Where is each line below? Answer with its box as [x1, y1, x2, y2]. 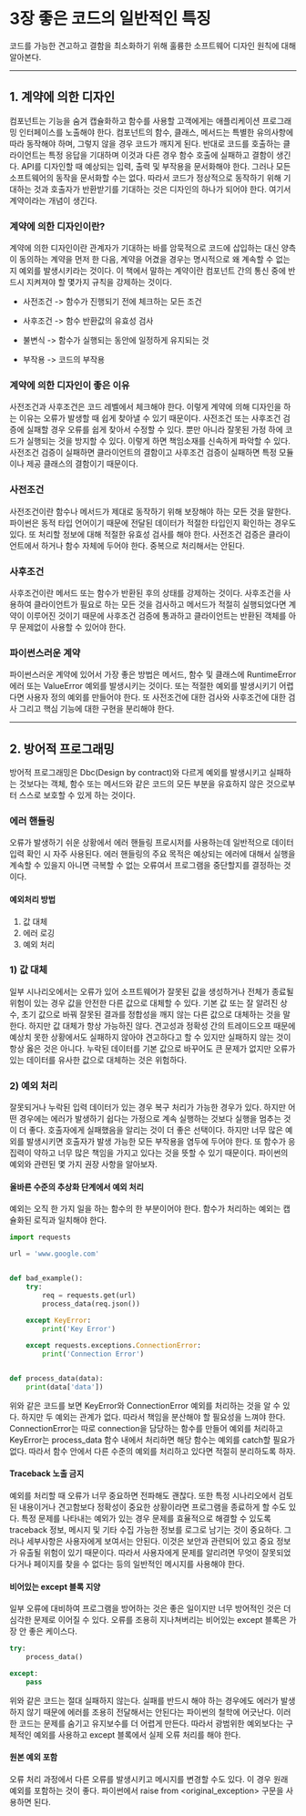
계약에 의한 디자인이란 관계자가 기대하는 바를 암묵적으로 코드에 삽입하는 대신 [9, 242, 280, 253]
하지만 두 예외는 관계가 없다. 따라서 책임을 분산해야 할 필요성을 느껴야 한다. [21, 1411, 286, 1422]
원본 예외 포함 [9, 1751, 57, 1763]
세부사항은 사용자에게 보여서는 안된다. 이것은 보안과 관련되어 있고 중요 [25, 1535, 275, 1546]
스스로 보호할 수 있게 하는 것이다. [18, 790, 136, 801]
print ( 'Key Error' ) [42, 1325, 117, 1334]
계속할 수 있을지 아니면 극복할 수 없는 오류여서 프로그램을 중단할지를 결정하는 [9, 860, 282, 871]
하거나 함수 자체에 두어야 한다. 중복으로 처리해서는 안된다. [40, 539, 246, 551]
